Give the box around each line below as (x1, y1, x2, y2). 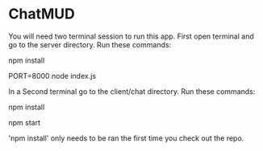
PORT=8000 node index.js (8, 71, 97, 80)
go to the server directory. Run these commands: (8, 39, 172, 49)
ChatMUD (8, 5, 75, 23)
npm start (8, 117, 41, 127)
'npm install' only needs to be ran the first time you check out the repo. (8, 133, 244, 143)
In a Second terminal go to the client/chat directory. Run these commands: (8, 86, 256, 96)
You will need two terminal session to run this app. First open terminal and (8, 31, 254, 41)
